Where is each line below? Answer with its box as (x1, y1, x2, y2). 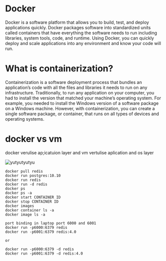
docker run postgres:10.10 (5, 173, 61, 178)
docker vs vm (5, 133, 62, 145)
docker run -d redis (5, 181, 48, 187)
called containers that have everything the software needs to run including (5, 30, 158, 36)
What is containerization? (5, 63, 113, 74)
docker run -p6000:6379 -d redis (5, 247, 74, 252)
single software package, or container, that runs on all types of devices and (5, 111, 160, 117)
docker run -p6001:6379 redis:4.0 (5, 229, 77, 234)
